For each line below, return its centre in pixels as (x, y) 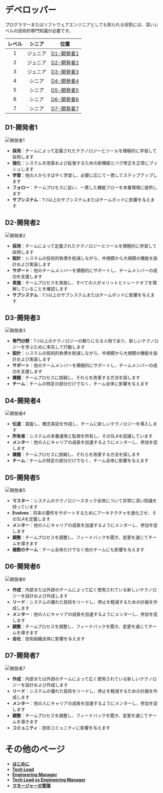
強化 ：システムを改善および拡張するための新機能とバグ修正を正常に (81, 163)
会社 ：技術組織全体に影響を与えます (49, 638)
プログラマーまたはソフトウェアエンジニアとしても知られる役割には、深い (80, 24)
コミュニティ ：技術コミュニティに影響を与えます (61, 727)
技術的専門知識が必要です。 (45, 30)
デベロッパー (31, 10)
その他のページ (35, 749)
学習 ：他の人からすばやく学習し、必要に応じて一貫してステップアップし (85, 175)
